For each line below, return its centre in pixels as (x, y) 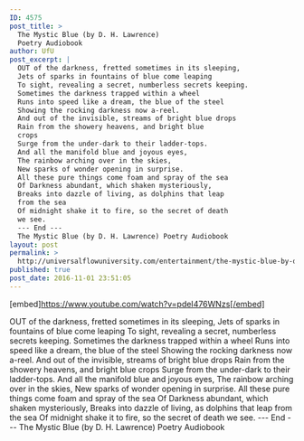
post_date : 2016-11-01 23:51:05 (70, 278)
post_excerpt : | (40, 60)
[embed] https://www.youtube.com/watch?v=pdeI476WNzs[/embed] (137, 304)
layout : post (34, 245)
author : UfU (32, 52)
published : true (40, 270)
